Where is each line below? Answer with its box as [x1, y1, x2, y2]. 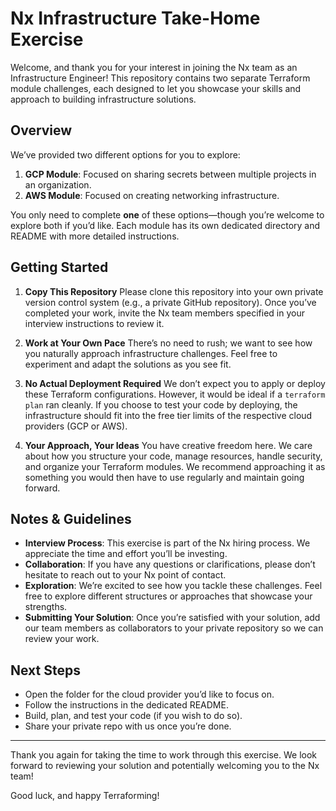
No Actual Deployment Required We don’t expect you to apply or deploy [24, 377, 326, 389]
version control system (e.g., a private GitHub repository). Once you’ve [24, 296, 317, 308]
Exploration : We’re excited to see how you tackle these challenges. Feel [24, 580, 323, 592]
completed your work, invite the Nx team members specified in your [24, 307, 305, 319]
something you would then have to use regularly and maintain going [24, 471, 305, 483]
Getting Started [10, 259, 109, 276]
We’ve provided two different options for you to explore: [10, 148, 241, 161]
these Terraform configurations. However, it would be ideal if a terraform [24, 388, 326, 400]
